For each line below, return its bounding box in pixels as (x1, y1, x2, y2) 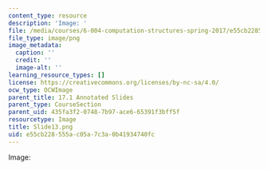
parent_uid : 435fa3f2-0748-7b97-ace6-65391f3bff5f (8, 109, 180, 117)
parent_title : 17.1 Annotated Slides (8, 93, 134, 101)
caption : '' (15, 49, 56, 57)
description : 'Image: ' (8, 19, 88, 27)
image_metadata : (8, 42, 62, 49)
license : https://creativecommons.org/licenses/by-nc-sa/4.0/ (8, 78, 219, 86)
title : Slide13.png (8, 123, 73, 131)
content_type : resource (8, 11, 88, 20)
